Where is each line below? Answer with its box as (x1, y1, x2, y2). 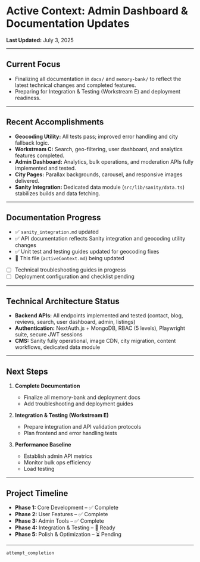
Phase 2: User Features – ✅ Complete (14, 510, 108, 517)
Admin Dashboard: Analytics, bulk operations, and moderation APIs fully (14, 158, 194, 165)
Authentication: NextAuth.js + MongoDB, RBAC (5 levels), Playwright (14, 324, 186, 332)
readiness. (14, 94, 41, 101)
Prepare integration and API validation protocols (23, 423, 142, 430)
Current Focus (6, 60, 61, 70)
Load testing (23, 466, 55, 473)
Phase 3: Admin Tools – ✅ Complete (14, 517, 104, 524)
